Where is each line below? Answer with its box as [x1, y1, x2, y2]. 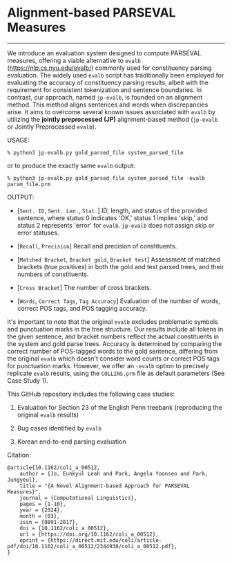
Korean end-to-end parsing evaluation [17, 437, 126, 446]
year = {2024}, [19, 507, 64, 514]
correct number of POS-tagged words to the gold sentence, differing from [7, 347, 218, 355]
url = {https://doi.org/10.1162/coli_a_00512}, [19, 531, 159, 538]
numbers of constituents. [17, 270, 89, 278]
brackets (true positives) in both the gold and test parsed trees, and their [17, 262, 224, 271]
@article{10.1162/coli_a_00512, [7, 464, 100, 471]
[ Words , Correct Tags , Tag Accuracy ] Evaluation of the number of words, [17, 296, 221, 305]
